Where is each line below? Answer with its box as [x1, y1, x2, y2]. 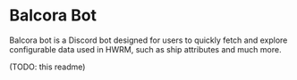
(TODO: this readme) [9, 61, 86, 72]
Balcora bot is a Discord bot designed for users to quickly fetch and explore [9, 35, 288, 45]
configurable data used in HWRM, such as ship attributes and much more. [9, 44, 282, 54]
